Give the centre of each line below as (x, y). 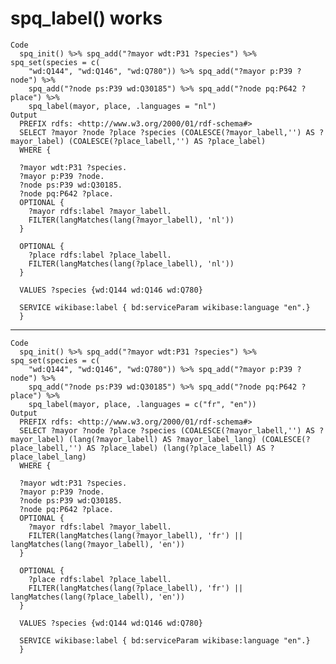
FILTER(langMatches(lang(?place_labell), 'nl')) (131, 263)
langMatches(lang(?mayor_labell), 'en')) (98, 544)
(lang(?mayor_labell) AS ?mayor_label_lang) (162, 439)
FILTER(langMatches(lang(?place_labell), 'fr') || (136, 588)
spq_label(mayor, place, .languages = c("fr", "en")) (142, 404)
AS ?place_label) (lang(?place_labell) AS (176, 448)
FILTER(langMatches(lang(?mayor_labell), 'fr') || (136, 535)
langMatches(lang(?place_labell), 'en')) (98, 597)
